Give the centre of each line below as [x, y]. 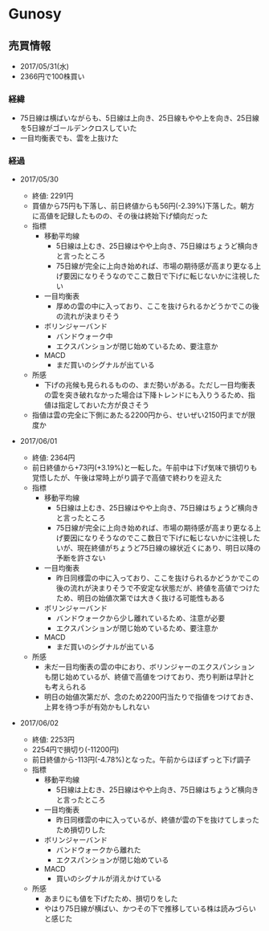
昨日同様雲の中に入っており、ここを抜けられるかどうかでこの [157, 578]
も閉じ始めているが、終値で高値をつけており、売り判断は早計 [146, 677]
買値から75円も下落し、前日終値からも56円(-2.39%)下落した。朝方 [143, 205]
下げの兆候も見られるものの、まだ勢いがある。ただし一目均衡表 [149, 384]
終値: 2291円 [53, 195]
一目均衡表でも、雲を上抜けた [69, 138]
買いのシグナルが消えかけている [109, 878]
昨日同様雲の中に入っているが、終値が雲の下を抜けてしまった [157, 819]
